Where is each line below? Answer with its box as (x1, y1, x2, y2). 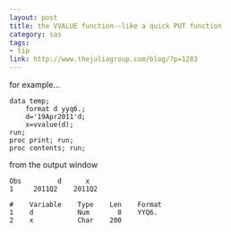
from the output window (9, 159, 98, 170)
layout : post (9, 13, 58, 22)
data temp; (9, 97, 50, 106)
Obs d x (9, 176, 90, 185)
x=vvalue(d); (25, 120, 74, 129)
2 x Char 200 (9, 216, 123, 225)
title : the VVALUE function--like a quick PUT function (9, 21, 222, 30)
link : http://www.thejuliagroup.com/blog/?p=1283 (9, 55, 199, 64)
